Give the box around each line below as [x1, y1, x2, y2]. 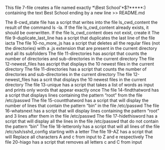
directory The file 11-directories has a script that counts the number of [5, 66, 147, 72]
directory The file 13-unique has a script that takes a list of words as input [5, 82, 154, 88]
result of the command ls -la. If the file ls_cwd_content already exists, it [5, 25, 149, 30]
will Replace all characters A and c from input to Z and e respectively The [5, 134, 153, 140]
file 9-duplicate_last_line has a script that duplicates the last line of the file [5, 35, 155, 41]
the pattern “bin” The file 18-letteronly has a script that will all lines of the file [5, 124, 160, 129]
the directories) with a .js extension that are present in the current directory [5, 46, 157, 51]
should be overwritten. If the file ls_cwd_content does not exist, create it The [5, 30, 160, 35]
